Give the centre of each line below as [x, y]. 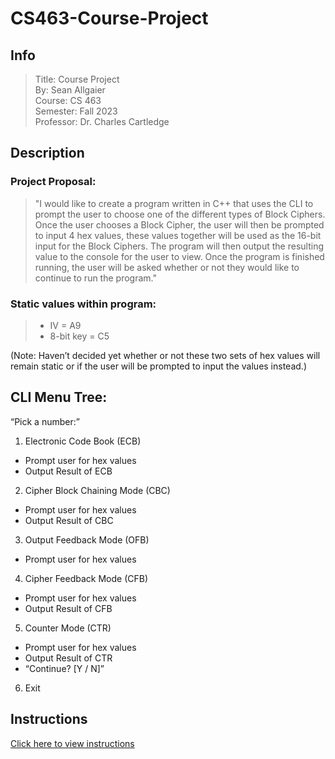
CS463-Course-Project [109, 18]
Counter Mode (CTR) [68, 628]
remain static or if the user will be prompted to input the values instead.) [158, 366]
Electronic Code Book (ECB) [83, 441]
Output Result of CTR [68, 658]
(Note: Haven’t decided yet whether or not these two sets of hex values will [165, 355]
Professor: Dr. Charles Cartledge [102, 121]
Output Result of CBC [69, 520]
